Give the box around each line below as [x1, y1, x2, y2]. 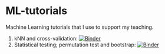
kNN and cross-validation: [14, 35, 78, 42]
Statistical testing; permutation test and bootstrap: [14, 41, 136, 48]
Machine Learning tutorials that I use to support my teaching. [5, 23, 154, 31]
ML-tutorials [5, 4, 68, 18]
